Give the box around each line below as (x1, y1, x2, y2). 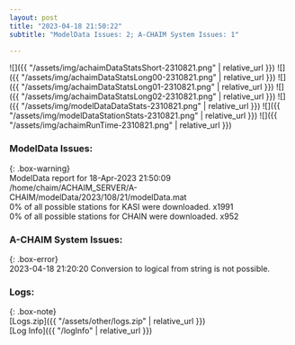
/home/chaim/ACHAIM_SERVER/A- (9, 182, 138, 193)
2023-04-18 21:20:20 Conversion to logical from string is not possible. (9, 263, 271, 274)
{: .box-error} (9, 253, 58, 264)
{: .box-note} (9, 306, 57, 317)
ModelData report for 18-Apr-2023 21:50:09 (9, 172, 171, 183)
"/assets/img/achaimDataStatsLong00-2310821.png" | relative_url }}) (21, 72, 276, 83)
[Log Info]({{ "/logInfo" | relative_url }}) (9, 325, 153, 336)
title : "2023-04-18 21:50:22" (9, 22, 123, 31)
